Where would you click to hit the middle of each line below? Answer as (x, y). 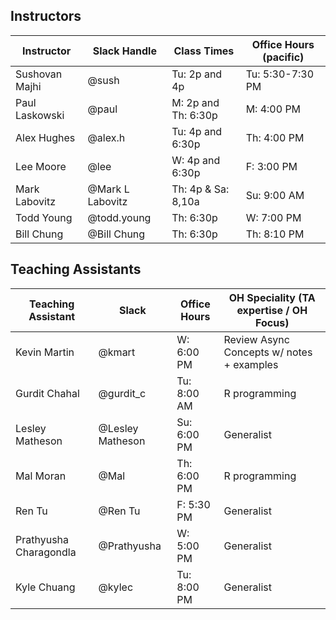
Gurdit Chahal (47, 393)
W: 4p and (196, 160)
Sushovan (39, 74)
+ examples (251, 364)
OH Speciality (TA (272, 297)
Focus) (272, 322)
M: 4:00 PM (273, 109)
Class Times (204, 51)
